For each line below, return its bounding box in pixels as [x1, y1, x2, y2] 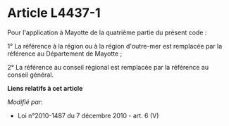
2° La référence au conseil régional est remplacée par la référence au [7, 63, 209, 71]
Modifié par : [7, 97, 44, 106]
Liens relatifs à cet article [7, 84, 83, 92]
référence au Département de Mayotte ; [7, 49, 123, 58]
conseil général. [7, 70, 54, 79]
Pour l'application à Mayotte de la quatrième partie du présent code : [7, 28, 207, 37]
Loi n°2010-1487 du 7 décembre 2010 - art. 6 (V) [17, 111, 159, 120]
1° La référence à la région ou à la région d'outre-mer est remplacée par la [7, 42, 223, 50]
